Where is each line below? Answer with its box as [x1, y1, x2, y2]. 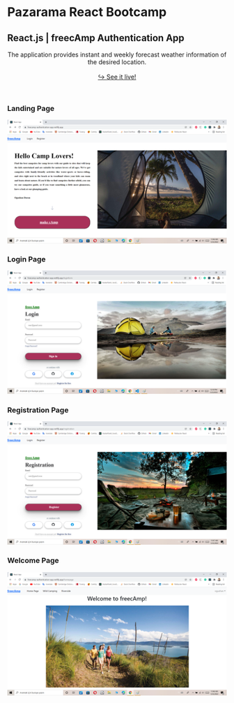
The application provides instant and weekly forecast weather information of [7, 50, 227, 59]
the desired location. [87, 58, 147, 66]
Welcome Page [7, 556, 59, 566]
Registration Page [7, 405, 69, 415]
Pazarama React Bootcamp [7, 4, 167, 20]
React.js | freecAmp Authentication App [7, 32, 185, 44]
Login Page [7, 254, 47, 264]
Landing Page [7, 103, 55, 113]
